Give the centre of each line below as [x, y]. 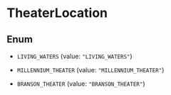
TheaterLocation [57, 13]
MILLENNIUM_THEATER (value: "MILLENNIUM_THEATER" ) [90, 70]
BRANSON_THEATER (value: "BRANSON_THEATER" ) [81, 84]
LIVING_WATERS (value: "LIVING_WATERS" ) [74, 56]
